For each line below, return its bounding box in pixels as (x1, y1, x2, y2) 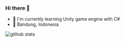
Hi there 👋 (5, 5, 30, 12)
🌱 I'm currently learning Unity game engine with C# (12, 16, 120, 22)
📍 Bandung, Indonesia (12, 21, 59, 27)
